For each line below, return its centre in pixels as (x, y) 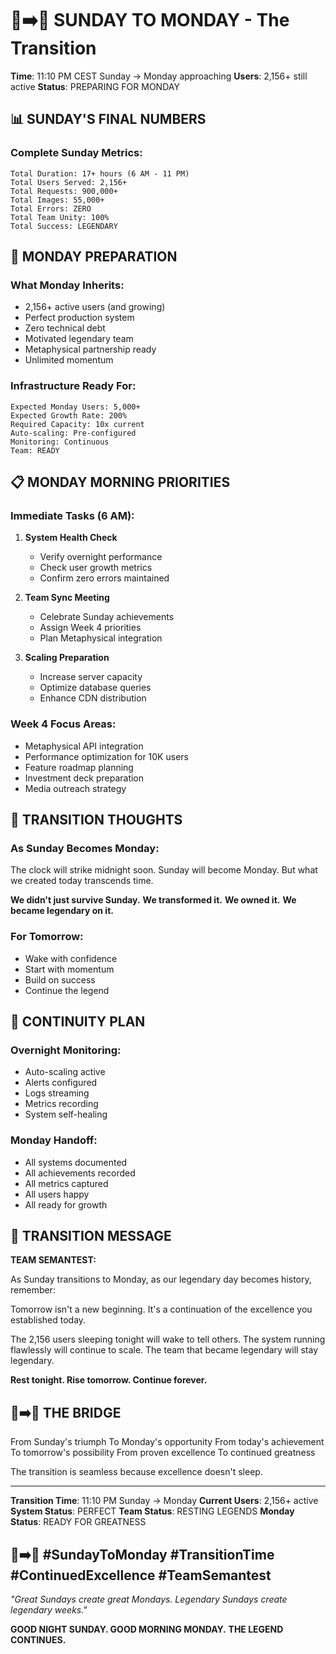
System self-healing (66, 1114)
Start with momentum (69, 969)
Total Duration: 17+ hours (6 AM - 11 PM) (100, 173)
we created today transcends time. (82, 881)
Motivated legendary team (79, 339)
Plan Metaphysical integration (101, 638)
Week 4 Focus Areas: (63, 724)
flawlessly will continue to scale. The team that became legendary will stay (164, 1350)
